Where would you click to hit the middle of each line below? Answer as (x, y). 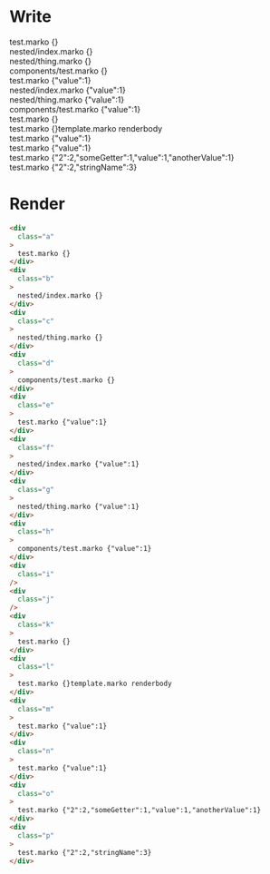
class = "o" (36, 793)
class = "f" (36, 447)
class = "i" (36, 574)
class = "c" (36, 321)
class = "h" (36, 532)
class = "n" (36, 751)
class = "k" (36, 624)
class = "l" (36, 667)
